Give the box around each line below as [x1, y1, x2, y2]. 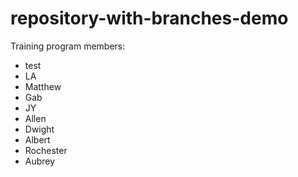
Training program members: [10, 40, 126, 52]
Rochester [24, 144, 68, 156]
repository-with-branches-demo [10, 7, 289, 30]
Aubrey [24, 155, 56, 167]
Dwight [24, 123, 55, 135]
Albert [24, 133, 51, 146]
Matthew [24, 80, 62, 92]
